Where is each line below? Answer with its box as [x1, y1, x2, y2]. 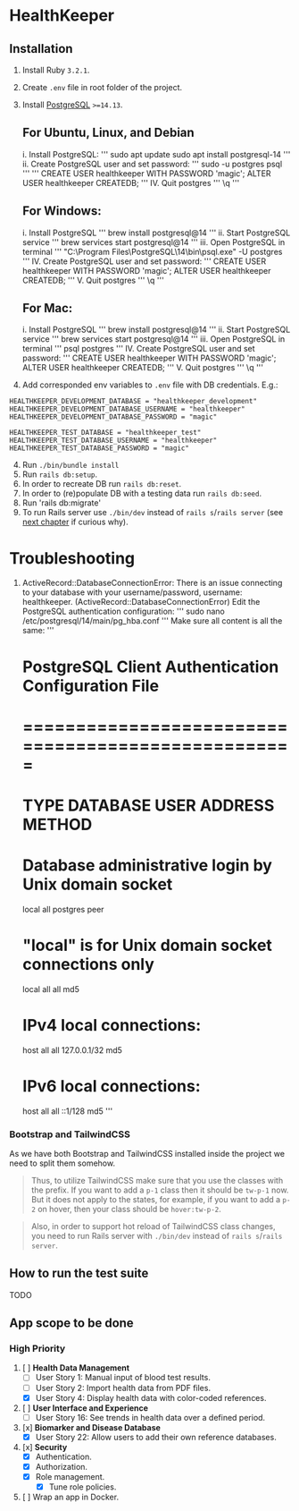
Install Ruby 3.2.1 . [21, 64, 90, 75]
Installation [9, 41, 73, 56]
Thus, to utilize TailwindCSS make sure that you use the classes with [30, 1175, 284, 1185]
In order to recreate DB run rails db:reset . [21, 479, 182, 489]
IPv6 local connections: [21, 1075, 201, 1096]
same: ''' [21, 625, 55, 636]
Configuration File [21, 675, 159, 696]
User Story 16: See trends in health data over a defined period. [35, 1412, 266, 1422]
